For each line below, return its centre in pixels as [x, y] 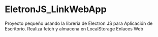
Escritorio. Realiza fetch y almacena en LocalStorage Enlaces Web [74, 28]
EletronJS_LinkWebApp [56, 9]
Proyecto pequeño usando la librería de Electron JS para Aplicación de [79, 23]
